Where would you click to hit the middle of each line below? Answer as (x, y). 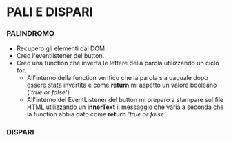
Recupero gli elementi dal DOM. (62, 48)
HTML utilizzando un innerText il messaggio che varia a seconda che (125, 107)
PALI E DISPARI (50, 12)
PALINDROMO (30, 34)
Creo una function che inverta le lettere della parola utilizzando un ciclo (118, 63)
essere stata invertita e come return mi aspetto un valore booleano (122, 85)
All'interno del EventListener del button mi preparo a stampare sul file (125, 100)
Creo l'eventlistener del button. (60, 56)
